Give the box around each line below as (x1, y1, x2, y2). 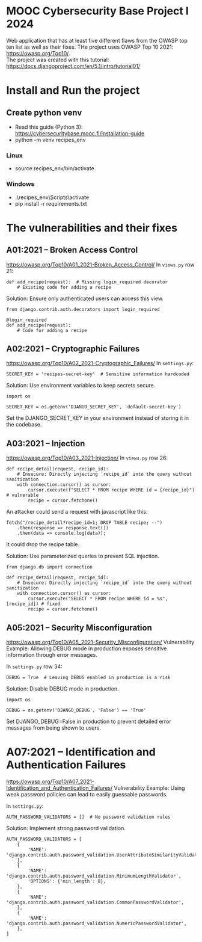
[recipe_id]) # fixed (6, 601, 61, 607)
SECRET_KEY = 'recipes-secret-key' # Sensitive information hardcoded (6, 371, 189, 377)
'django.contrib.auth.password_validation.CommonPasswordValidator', (6, 899, 185, 905)
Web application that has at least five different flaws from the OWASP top (6, 37, 188, 44)
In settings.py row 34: (6, 663, 63, 670)
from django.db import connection (6, 564, 93, 570)
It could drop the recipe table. (6, 541, 80, 548)
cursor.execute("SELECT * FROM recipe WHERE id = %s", (28, 596, 168, 602)
